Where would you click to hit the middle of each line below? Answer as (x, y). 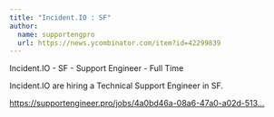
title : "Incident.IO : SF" (60, 18)
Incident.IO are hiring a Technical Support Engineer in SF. (117, 85)
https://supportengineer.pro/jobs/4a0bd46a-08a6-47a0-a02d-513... (137, 103)
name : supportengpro (56, 34)
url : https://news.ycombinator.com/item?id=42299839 (119, 43)
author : (24, 26)
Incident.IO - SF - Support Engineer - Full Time (97, 68)
